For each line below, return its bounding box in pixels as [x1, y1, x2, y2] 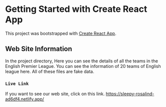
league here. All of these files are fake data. [5, 68, 94, 74]
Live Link [5, 81, 29, 86]
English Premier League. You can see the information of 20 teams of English [5, 63, 162, 69]
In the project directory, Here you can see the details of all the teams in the [5, 58, 158, 64]
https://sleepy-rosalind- [106, 91, 155, 97]
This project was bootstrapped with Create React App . [5, 30, 117, 36]
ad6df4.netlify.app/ [5, 96, 44, 102]
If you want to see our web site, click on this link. [5, 91, 105, 97]
